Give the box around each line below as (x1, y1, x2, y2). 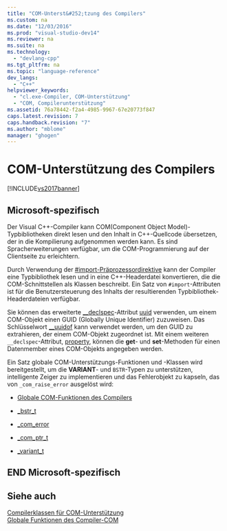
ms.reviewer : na (7, 36, 54, 43)
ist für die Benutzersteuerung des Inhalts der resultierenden (7, 288, 177, 295)
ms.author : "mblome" (7, 126, 67, 132)
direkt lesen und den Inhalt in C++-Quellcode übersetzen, (54, 230, 218, 238)
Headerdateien (7, 294, 50, 303)
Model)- (167, 223, 191, 231)
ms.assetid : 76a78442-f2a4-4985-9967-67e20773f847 (7, 106, 155, 113)
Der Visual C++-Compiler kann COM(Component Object (7, 223, 166, 231)
